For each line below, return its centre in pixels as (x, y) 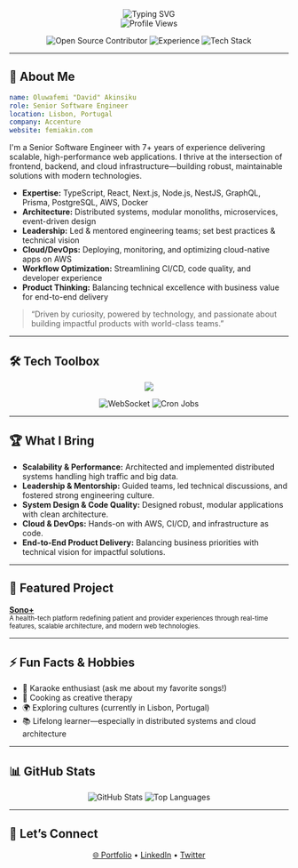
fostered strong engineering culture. (88, 495)
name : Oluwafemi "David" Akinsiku (73, 97)
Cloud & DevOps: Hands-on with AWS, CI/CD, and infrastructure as (145, 523)
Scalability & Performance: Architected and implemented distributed (148, 467)
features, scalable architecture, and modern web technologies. (105, 626)
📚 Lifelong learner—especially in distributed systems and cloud (139, 721)
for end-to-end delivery (65, 297)
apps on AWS (47, 259)
